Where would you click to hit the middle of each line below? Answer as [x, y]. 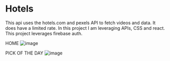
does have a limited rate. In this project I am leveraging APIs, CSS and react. [85, 28]
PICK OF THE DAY [24, 53]
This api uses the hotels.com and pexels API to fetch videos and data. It [80, 23]
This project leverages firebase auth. [44, 33]
